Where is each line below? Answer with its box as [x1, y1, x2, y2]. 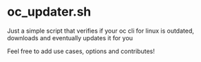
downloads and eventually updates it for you [7, 33, 133, 42]
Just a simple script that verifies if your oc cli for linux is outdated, [7, 27, 195, 35]
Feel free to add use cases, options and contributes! [7, 47, 155, 55]
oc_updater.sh [7, 4, 92, 20]
